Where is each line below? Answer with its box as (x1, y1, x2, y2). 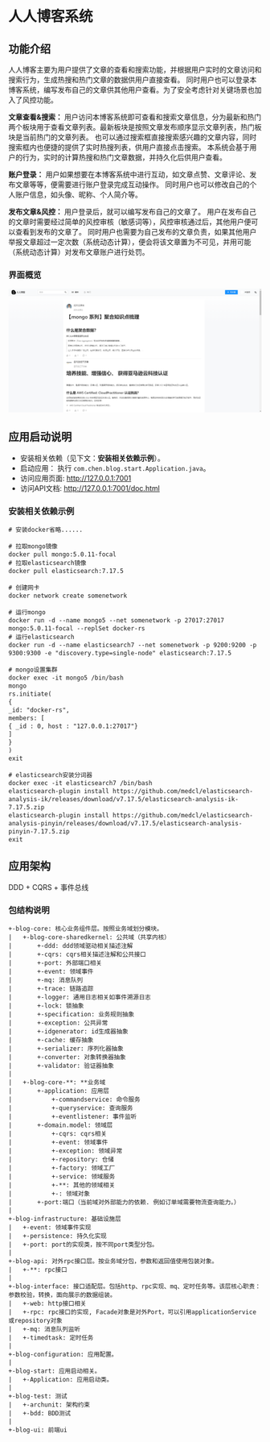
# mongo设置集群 (8, 666, 58, 674)
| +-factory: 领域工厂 (8, 1164, 116, 1173)
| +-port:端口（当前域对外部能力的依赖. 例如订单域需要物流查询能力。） (8, 1199, 240, 1207)
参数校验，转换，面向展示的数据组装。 (8, 1291, 117, 1299)
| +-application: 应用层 (8, 1087, 110, 1095)
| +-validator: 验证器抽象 (8, 1062, 114, 1070)
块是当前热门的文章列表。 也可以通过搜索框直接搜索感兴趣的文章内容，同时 (8, 132, 257, 142)
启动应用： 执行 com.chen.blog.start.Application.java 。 (19, 463, 211, 472)
